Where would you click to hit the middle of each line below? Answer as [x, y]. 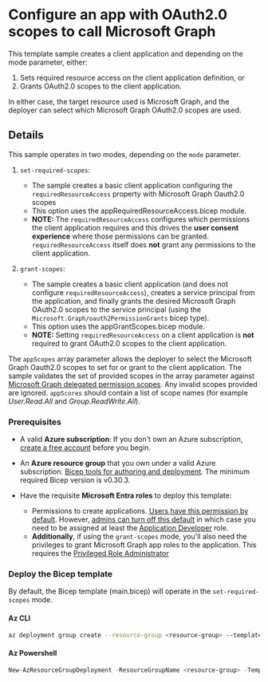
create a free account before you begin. [85, 447]
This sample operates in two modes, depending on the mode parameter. [125, 154]
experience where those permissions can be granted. [120, 236]
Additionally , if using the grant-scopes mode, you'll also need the [139, 537]
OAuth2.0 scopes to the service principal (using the [116, 309]
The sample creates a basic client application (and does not [130, 284]
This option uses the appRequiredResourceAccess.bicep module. [139, 211]
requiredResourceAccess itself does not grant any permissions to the [144, 244]
